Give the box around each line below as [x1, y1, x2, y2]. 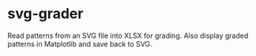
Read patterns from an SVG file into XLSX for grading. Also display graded [7, 31, 249, 40]
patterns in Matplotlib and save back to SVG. [7, 39, 152, 48]
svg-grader [7, 5, 84, 23]
